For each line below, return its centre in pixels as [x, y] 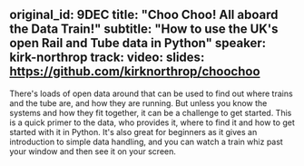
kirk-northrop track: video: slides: [107, 58]
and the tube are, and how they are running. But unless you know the [138, 103]
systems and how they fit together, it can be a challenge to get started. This [151, 112]
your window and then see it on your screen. [93, 151]
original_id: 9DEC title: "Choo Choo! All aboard [144, 15]
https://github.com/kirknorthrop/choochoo [135, 72]
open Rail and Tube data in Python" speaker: [137, 43]
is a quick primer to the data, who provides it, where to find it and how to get [152, 122]
